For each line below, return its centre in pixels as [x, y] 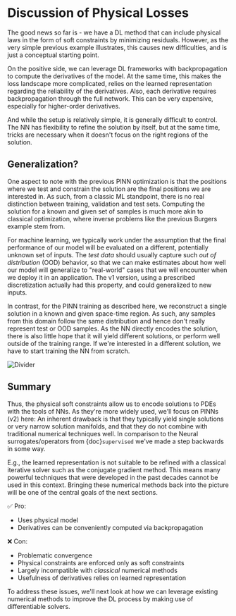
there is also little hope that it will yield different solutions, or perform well [114, 335]
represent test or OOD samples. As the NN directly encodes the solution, [113, 328]
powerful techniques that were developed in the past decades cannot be [113, 477]
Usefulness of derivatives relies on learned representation [102, 578]
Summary [29, 387]
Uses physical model [48, 520]
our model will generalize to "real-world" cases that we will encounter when [117, 270]
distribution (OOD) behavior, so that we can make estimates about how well [117, 262]
